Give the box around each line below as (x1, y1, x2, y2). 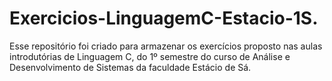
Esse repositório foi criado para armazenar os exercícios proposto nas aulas (9, 40, 323, 52)
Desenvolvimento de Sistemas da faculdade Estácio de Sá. (9, 61, 252, 73)
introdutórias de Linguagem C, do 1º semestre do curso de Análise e (9, 50, 291, 62)
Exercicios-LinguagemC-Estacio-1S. (9, 7, 319, 30)
